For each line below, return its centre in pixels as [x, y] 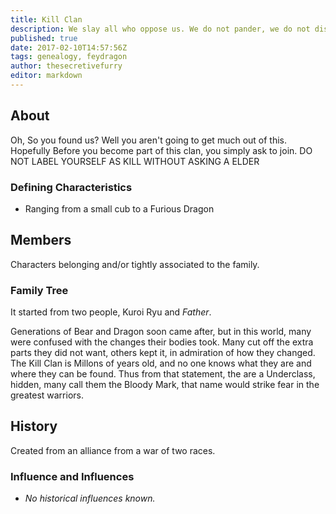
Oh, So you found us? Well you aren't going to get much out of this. [149, 140]
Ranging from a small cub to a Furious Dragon [119, 208]
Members [41, 240]
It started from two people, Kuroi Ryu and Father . [111, 312]
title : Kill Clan [46, 19]
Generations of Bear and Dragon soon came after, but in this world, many [161, 332]
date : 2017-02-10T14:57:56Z [69, 47]
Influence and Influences [72, 476]
